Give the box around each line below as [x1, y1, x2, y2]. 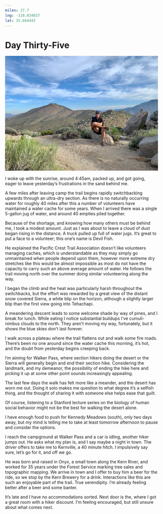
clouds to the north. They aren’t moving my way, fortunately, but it [21, 321, 153, 326]
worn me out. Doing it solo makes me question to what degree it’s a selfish [5, 385, 154, 391]
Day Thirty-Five [5, 39, 69, 51]
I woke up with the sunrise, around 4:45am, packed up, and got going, [5, 175, 146, 182]
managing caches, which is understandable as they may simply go [5, 250, 138, 256]
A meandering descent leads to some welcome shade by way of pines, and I [5, 310, 158, 316]
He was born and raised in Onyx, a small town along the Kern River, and [5, 459, 148, 465]
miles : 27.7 [5, 8, 29, 13]
